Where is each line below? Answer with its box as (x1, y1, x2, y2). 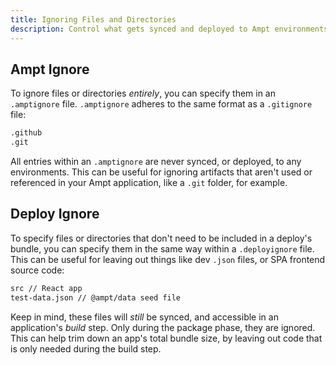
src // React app (10, 283, 83, 293)
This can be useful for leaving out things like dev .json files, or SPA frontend (10, 253, 326, 265)
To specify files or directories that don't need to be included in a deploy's (10, 232, 313, 244)
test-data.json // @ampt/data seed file (10, 292, 182, 303)
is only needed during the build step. (10, 342, 162, 355)
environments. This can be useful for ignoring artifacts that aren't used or (10, 166, 313, 178)
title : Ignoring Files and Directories (10, 14, 177, 25)
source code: (10, 264, 65, 276)
